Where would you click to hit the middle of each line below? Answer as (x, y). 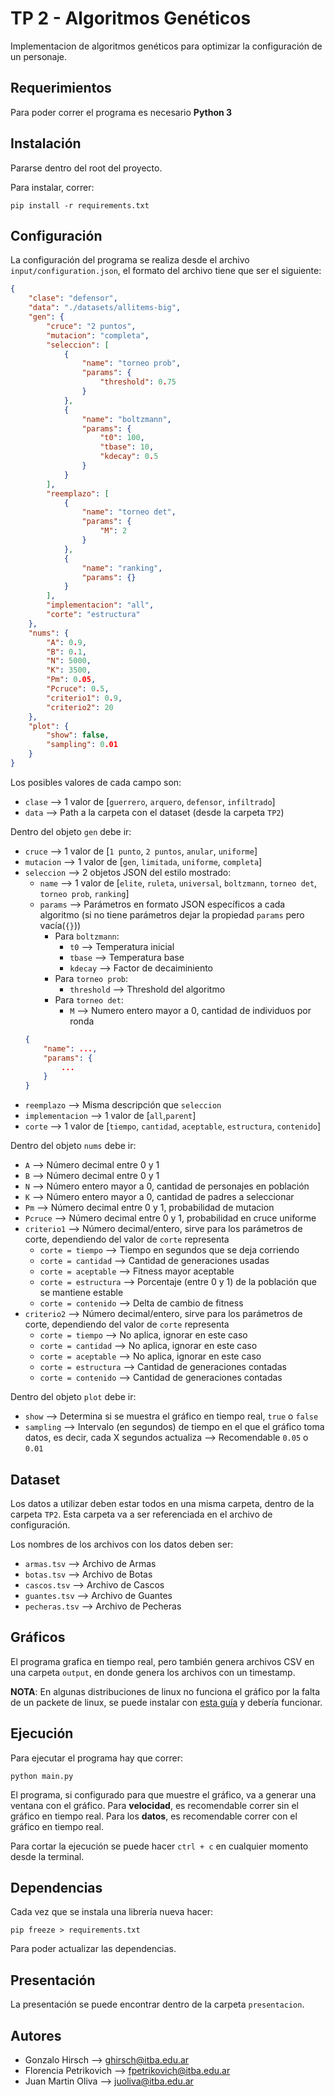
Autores (36, 2035)
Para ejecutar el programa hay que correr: (96, 1758)
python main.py (42, 1776)
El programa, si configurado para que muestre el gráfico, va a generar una (163, 1794)
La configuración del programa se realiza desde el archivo (130, 260)
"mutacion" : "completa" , (98, 335)
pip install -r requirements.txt (80, 205)
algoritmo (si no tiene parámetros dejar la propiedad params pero (172, 914)
